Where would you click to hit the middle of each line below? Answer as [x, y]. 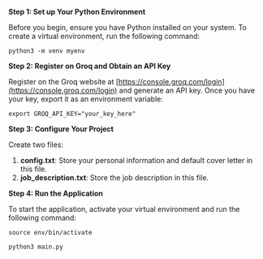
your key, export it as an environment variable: [86, 99]
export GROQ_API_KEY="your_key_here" [72, 114]
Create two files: [36, 145]
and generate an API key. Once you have [187, 90]
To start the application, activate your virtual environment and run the [124, 209]
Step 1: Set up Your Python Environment [77, 12]
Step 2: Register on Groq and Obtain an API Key [90, 66]
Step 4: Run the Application [56, 193]
